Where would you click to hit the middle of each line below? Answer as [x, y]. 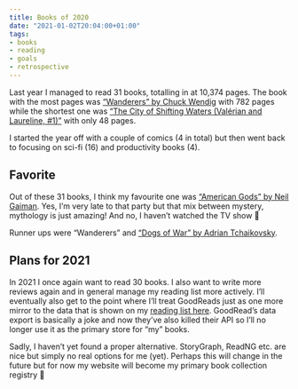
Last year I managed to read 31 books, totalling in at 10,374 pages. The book [149, 92]
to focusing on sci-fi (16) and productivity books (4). [105, 147]
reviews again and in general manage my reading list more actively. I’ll [137, 291]
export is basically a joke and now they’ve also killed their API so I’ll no [137, 320]
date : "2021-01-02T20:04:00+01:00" [75, 26]
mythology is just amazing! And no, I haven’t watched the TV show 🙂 [134, 215]
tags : [19, 34]
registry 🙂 [27, 375]
